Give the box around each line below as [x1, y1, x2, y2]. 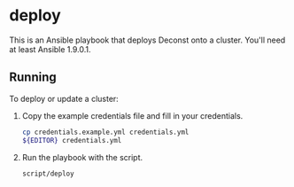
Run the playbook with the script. [21, 152, 143, 162]
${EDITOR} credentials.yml [21, 136, 122, 144]
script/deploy [21, 169, 74, 178]
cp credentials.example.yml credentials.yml [21, 128, 190, 136]
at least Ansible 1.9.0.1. [9, 43, 91, 54]
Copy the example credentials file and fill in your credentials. [21, 110, 244, 121]
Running [9, 70, 58, 85]
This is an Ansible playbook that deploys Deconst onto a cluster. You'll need [9, 35, 286, 45]
